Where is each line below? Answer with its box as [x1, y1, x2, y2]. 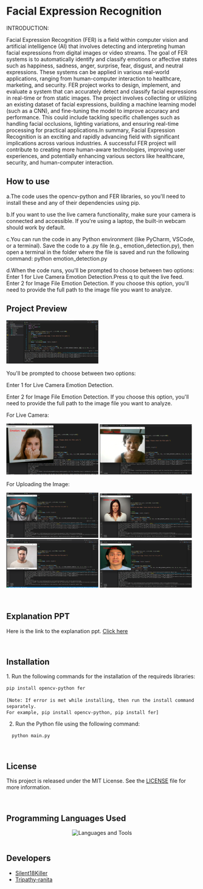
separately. [6, 704, 36, 710]
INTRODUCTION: [6, 24, 49, 32]
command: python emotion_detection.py [6, 255, 108, 262]
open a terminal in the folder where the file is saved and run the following [6, 248, 190, 256]
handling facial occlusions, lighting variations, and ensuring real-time [6, 120, 179, 127]
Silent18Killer [15, 869, 48, 876]
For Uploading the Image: [6, 480, 70, 487]
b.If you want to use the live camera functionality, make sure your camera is [6, 211, 196, 218]
